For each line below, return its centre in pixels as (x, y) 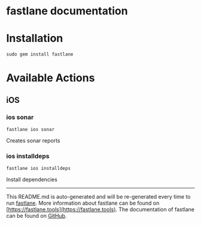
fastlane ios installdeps (38, 169)
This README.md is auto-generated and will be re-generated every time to (98, 197)
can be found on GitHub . (36, 216)
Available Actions (51, 78)
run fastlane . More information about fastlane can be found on (83, 203)
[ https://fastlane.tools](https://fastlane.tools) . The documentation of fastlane (100, 209)
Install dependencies (32, 180)
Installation (35, 39)
